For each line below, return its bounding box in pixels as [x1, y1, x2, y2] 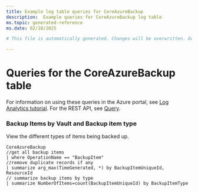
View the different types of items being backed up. [6, 133, 130, 140]
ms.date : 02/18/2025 [6, 25, 57, 31]
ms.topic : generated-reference [6, 19, 83, 25]
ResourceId [6, 170, 33, 176]
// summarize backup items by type [6, 175, 94, 181]
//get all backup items [6, 149, 65, 155]
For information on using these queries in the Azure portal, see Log [6, 99, 169, 106]
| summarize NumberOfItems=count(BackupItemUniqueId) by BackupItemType [6, 181, 189, 187]
